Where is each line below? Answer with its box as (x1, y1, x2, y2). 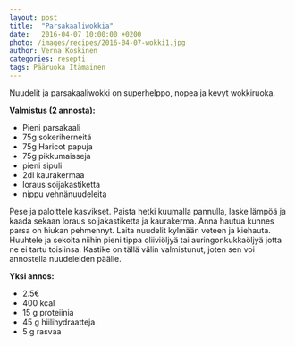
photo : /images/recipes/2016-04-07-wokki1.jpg (9, 38, 186, 47)
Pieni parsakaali (21, 122, 81, 132)
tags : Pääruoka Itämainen (9, 63, 105, 72)
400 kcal (21, 297, 55, 308)
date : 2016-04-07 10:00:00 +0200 (9, 30, 142, 38)
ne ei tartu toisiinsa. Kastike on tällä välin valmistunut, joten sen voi (9, 243, 255, 255)
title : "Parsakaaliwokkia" (9, 21, 114, 30)
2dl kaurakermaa (21, 169, 85, 180)
